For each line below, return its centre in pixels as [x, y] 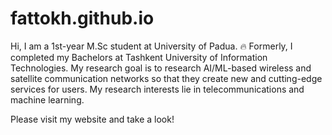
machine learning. [47, 99]
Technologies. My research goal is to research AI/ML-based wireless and [161, 68]
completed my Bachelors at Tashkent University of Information [139, 57]
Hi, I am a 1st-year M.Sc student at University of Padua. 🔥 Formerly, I [151, 46]
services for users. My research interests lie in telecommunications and [157, 89]
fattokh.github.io [82, 18]
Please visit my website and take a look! [92, 119]
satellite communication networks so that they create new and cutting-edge [166, 78]
